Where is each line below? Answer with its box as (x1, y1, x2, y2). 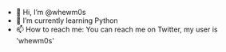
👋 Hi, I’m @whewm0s (15, 8, 86, 17)
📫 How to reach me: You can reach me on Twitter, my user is (15, 24, 218, 34)
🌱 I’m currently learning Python (15, 16, 118, 25)
